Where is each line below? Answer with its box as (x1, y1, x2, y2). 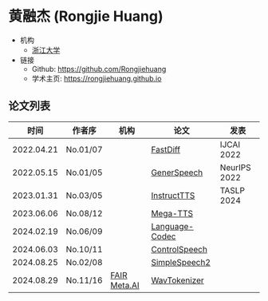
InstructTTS (151, 189, 195, 200)
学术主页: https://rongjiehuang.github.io (31, 73, 162, 83)
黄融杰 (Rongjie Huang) (8, 7, 164, 26)
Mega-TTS (151, 208, 194, 219)
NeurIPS (219, 161, 251, 172)
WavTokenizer (151, 275, 205, 286)
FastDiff (151, 144, 181, 155)
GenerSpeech (151, 167, 203, 178)
